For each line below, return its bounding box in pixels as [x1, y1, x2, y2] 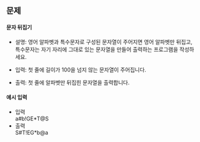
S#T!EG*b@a [15, 129, 48, 136]
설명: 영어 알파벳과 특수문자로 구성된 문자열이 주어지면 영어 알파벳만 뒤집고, [15, 38, 193, 45]
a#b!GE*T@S [15, 115, 50, 122]
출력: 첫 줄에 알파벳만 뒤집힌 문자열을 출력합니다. [15, 79, 130, 86]
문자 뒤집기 [6, 23, 32, 31]
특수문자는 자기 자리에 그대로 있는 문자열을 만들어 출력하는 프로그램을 [15, 46, 178, 53]
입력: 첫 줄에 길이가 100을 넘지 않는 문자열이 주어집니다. [15, 66, 147, 73]
